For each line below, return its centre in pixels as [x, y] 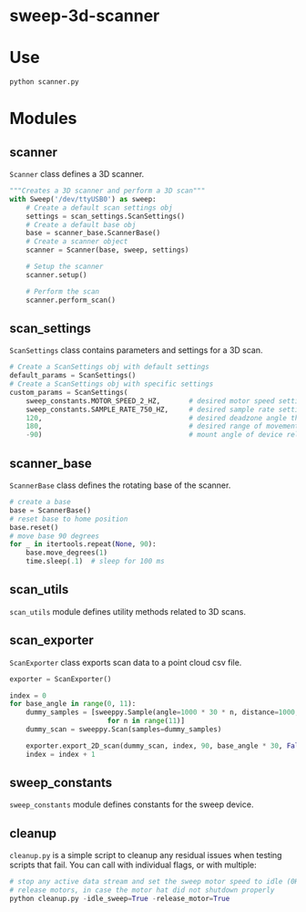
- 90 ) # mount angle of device [154, 435]
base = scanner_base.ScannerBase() [93, 233]
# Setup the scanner [65, 266]
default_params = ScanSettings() [73, 376]
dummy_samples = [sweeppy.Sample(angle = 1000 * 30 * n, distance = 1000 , [163, 712]
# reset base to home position [69, 519]
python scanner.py [44, 82]
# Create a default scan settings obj [99, 207]
